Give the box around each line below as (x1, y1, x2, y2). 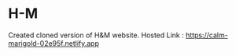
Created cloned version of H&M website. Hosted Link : (8, 30, 185, 40)
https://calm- (185, 30, 228, 40)
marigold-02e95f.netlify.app (8, 38, 100, 47)
